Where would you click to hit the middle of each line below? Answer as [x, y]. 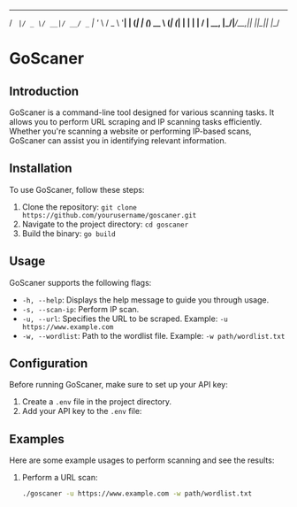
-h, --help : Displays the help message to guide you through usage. [145, 300]
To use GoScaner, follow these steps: [77, 189]
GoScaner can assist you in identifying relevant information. [118, 141]
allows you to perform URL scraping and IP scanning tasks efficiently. [136, 122]
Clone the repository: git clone [79, 207]
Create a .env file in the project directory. [97, 402]
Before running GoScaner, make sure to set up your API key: [118, 385]
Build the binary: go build [69, 233]
